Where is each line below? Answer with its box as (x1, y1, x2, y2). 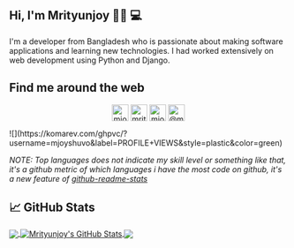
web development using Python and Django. (9, 55, 170, 65)
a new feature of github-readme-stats (9, 173, 148, 184)
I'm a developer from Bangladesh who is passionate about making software (9, 35, 284, 47)
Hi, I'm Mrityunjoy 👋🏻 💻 (9, 8, 143, 23)
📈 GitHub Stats (9, 200, 95, 215)
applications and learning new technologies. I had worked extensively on (9, 45, 274, 56)
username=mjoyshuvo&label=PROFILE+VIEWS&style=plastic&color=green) (9, 137, 283, 148)
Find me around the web (9, 80, 146, 95)
